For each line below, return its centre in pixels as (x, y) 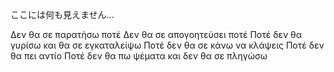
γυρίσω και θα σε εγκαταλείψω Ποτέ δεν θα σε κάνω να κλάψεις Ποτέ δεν (167, 45)
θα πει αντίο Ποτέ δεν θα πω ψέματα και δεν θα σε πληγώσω (139, 56)
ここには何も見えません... (62, 14)
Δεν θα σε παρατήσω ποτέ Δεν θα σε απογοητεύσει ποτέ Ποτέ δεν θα (156, 34)
